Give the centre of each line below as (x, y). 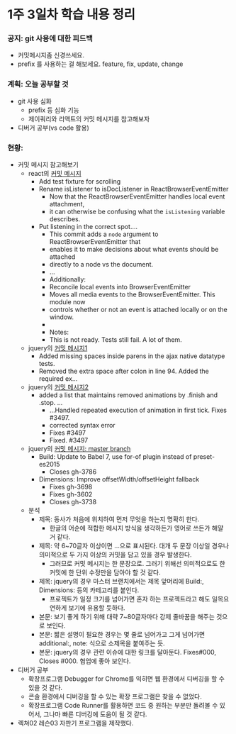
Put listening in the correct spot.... (88, 227)
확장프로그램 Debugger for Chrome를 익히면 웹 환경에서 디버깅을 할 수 (127, 679)
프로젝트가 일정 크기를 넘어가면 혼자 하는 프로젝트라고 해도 (130, 599)
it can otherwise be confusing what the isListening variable (137, 212)
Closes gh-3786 (73, 472)
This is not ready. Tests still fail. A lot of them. (116, 340)
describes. (65, 219)
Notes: (59, 332)
